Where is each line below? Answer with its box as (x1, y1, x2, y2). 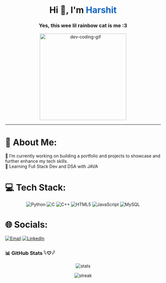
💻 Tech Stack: (5, 182, 66, 193)
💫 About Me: (5, 137, 57, 148)
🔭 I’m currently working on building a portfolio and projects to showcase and (5, 153, 161, 159)
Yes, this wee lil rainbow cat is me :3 (39, 22, 127, 29)
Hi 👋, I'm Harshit (49, 4, 117, 16)
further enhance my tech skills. (5, 158, 68, 164)
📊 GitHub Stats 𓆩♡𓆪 (5, 250, 55, 257)
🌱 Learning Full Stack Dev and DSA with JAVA (5, 163, 98, 170)
